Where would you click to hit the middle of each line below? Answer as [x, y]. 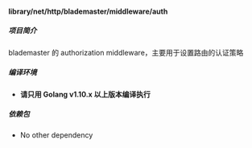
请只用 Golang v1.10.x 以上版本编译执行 [85, 94]
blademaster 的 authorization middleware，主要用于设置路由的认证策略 [126, 52]
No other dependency [56, 135]
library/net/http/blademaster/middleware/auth [88, 11]
